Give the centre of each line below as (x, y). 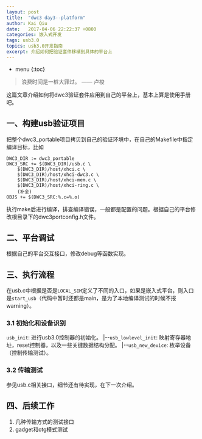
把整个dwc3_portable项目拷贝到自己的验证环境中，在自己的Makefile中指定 (100, 139)
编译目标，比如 (25, 147)
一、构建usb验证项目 (46, 124)
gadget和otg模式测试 (41, 429)
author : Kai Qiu (27, 23)
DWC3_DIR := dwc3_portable (40, 158)
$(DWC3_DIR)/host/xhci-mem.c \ (57, 180)
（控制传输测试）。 (29, 353)
